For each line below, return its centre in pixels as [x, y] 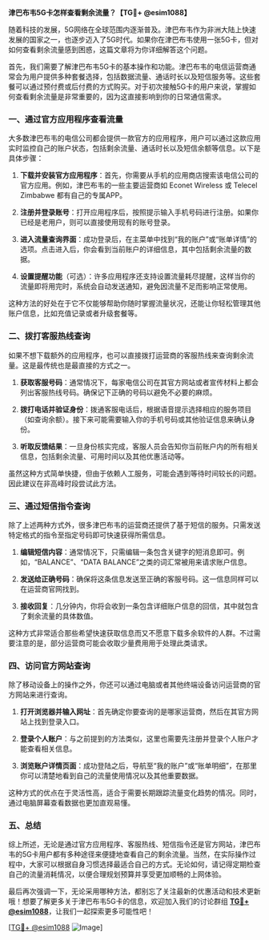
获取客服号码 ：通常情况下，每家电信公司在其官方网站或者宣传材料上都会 [139, 382]
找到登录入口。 [59, 722]
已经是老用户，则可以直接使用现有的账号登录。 [97, 223]
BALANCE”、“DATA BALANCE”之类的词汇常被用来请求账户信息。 [145, 562]
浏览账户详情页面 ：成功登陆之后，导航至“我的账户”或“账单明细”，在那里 [139, 766]
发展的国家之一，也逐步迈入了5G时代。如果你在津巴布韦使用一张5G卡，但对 [133, 40]
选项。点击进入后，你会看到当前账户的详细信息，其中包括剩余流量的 [132, 249]
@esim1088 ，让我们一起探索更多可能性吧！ [81, 911]
